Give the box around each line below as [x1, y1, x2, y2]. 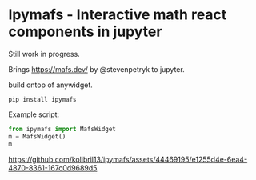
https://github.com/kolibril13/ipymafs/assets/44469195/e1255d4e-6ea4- [8, 154, 248, 164]
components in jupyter [8, 22, 162, 41]
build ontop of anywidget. [8, 80, 94, 90]
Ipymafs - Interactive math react [8, 6, 227, 24]
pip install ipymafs [8, 95, 78, 103]
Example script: [8, 110, 60, 119]
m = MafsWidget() [8, 132, 66, 141]
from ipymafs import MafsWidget [8, 125, 116, 133]
